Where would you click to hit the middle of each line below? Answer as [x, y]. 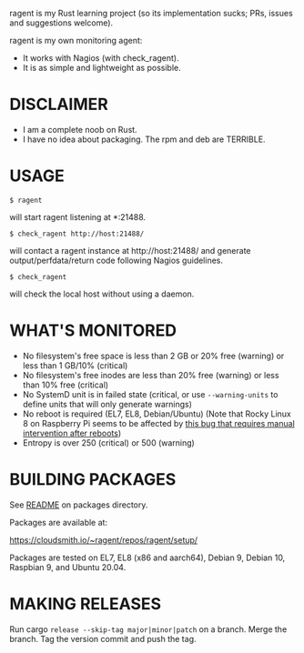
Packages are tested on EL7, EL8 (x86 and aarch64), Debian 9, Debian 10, [147, 558]
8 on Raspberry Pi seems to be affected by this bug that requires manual [159, 423]
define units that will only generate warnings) [107, 404]
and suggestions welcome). [61, 23]
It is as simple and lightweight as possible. [101, 68]
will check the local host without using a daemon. [102, 294]
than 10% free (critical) [66, 385]
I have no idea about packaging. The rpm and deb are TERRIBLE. [144, 139]
